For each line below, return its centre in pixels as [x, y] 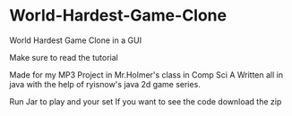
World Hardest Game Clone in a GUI [75, 40]
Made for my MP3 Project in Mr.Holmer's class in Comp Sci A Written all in [146, 75]
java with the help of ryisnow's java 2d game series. [105, 84]
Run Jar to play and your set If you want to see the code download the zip [146, 101]
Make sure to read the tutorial [64, 57]
